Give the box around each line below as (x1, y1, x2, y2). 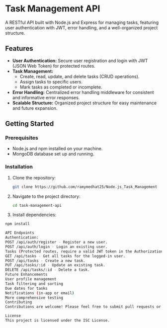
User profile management (5, 277, 57, 282)
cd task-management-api (12, 203, 62, 208)
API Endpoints (5, 231, 35, 236)
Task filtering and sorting (5, 281, 64, 286)
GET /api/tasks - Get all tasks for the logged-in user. (5, 253, 126, 258)
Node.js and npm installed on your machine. (12, 146, 103, 152)
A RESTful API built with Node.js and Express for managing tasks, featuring (5, 19, 159, 25)
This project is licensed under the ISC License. (5, 318, 110, 323)
